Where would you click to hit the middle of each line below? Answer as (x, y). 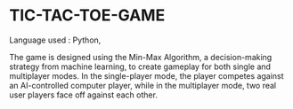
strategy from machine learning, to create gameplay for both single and (140, 66)
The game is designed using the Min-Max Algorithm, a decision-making (141, 57)
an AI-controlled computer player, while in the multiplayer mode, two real (143, 85)
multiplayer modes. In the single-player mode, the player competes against (146, 75)
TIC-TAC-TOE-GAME (87, 16)
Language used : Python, (55, 40)
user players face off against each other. (84, 95)
